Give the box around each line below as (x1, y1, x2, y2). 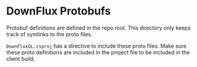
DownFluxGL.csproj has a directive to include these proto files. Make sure (6, 42, 187, 49)
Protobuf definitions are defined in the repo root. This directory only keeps (6, 24, 191, 31)
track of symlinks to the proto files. (6, 30, 93, 37)
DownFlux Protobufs (6, 4, 111, 18)
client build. (6, 55, 35, 62)
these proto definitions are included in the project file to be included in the (6, 48, 190, 56)
